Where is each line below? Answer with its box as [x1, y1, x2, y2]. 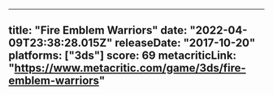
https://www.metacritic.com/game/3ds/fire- [14, 61, 246, 75]
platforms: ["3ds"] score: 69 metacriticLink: [8, 49, 237, 63]
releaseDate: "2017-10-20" [115, 36, 256, 50]
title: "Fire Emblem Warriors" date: [8, 23, 188, 37]
